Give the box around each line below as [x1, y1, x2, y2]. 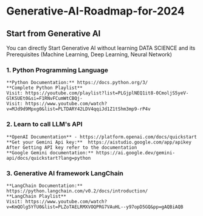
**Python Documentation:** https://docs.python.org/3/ [6, 80, 148, 86]
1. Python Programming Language [6, 65, 108, 74]
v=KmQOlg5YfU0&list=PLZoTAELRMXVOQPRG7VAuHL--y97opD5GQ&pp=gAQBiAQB [6, 204, 184, 210]
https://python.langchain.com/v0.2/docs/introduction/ [6, 188, 148, 194]
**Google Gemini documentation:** [6, 149, 94, 155]
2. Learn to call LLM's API [6, 120, 83, 128]
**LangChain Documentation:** [6, 183, 83, 189]
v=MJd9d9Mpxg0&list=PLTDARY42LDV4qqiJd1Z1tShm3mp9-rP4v [6, 106, 151, 113]
